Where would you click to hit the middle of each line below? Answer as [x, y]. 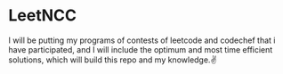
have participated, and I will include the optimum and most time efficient [141, 49]
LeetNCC [43, 16]
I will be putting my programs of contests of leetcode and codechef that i [142, 40]
